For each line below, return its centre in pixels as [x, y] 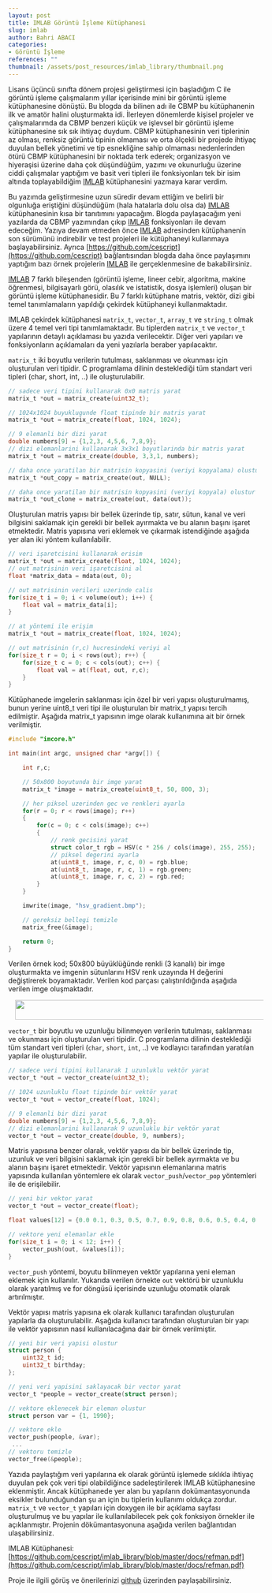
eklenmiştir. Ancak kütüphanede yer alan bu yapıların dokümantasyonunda [129, 1490]
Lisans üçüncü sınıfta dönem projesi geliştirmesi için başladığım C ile [119, 89]
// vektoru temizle [40, 1452]
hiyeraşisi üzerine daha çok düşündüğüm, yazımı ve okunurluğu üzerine [125, 164]
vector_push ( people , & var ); [54, 1437]
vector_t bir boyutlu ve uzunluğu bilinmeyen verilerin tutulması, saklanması [130, 1031]
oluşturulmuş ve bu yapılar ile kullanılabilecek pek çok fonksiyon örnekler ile [131, 1516]
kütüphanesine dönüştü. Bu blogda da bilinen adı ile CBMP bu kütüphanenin [131, 106]
